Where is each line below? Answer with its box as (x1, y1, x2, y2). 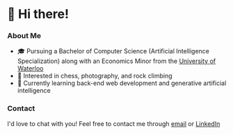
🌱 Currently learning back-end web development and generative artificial (17, 79, 227, 87)
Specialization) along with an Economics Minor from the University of (17, 57, 216, 65)
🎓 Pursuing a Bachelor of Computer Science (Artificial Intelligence (17, 47, 210, 55)
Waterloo (17, 64, 44, 73)
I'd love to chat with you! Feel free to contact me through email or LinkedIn (7, 119, 220, 127)
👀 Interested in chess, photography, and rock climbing (17, 72, 172, 80)
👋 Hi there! (7, 6, 70, 22)
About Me (7, 31, 42, 41)
